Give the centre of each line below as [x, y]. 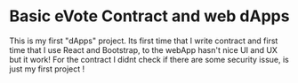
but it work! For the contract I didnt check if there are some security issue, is [149, 59]
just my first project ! [47, 69]
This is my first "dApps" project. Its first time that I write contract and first [144, 41]
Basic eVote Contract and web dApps [149, 16]
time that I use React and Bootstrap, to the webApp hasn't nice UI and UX [144, 49]
